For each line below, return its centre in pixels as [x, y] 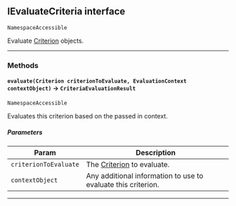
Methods [23, 65]
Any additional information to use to [145, 176]
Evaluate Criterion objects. [46, 41]
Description [156, 152]
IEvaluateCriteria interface [66, 12]
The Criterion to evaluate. [128, 164]
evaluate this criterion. [123, 184]
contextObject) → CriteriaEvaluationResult [72, 88]
